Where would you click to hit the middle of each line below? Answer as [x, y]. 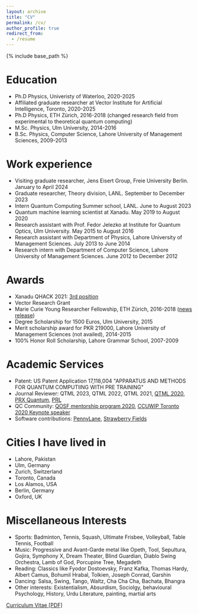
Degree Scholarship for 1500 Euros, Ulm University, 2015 [84, 322]
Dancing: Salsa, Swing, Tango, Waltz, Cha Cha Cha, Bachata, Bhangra [100, 581]
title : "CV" [21, 17]
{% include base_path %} [37, 56]
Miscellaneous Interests [66, 520]
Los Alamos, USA [36, 484]
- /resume [23, 39]
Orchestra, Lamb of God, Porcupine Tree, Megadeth [78, 562]
